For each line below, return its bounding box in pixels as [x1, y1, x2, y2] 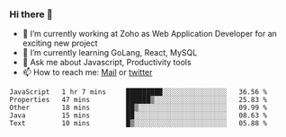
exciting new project [22, 38, 98, 48]
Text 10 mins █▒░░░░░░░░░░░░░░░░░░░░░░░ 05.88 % [9, 119, 268, 128]
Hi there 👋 [9, 8, 54, 21]
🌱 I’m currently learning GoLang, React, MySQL [22, 47, 198, 58]
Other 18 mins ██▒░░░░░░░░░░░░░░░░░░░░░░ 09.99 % [9, 103, 268, 113]
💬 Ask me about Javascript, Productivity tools [22, 57, 192, 68]
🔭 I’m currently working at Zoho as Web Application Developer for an [22, 29, 277, 39]
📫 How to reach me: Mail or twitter [22, 67, 153, 78]
